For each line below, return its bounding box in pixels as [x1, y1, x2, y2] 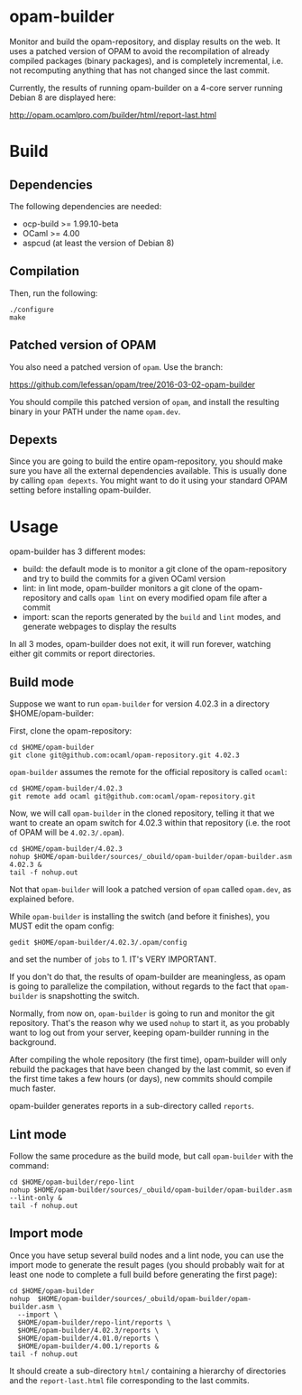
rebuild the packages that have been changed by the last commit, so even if [9, 1064, 291, 1075]
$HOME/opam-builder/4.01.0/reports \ [17, 1334, 160, 1343]
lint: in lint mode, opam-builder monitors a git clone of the [22, 583, 236, 594]
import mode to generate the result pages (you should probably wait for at [9, 1259, 286, 1270]
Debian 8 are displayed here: [9, 92, 116, 103]
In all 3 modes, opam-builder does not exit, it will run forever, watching [9, 639, 271, 650]
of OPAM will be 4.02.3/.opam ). [9, 827, 124, 838]
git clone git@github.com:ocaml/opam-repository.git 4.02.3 [9, 751, 241, 760]
